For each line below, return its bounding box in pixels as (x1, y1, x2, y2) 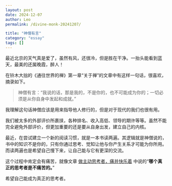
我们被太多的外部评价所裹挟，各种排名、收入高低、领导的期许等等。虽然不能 (5, 117, 167, 123)
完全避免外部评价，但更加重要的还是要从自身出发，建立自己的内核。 (5, 123, 149, 130)
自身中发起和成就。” (35, 95, 76, 102)
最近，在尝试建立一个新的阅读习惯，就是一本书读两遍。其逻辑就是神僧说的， (5, 135, 167, 141)
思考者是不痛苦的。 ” (14, 164, 55, 171)
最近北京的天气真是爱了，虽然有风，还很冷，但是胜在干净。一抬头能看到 (5, 55, 158, 61)
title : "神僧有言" (5, 31, 42, 36)
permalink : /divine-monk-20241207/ (5, 21, 81, 27)
